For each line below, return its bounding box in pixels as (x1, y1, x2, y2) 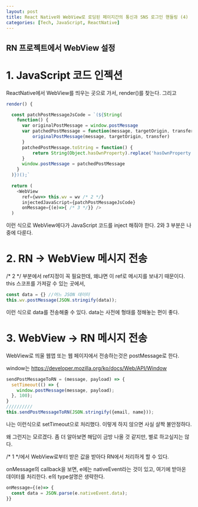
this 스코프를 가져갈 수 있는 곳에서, (6, 280, 85, 287)
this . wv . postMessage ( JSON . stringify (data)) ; (6, 297, 117, 304)
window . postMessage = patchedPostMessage (21, 161, 126, 167)
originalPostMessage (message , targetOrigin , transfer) (32, 134, 170, 140)
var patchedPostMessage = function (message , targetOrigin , (21, 128, 170, 134)
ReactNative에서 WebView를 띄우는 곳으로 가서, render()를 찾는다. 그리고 (6, 89, 177, 96)
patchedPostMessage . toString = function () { (21, 144, 133, 150)
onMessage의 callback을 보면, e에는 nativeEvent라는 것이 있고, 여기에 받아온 (6, 465, 187, 472)
